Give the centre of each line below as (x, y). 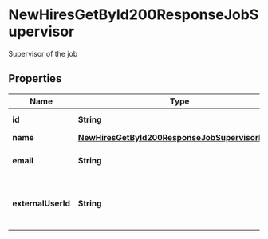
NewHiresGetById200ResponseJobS (134, 15)
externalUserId (41, 203)
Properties (35, 78)
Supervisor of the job (43, 53)
